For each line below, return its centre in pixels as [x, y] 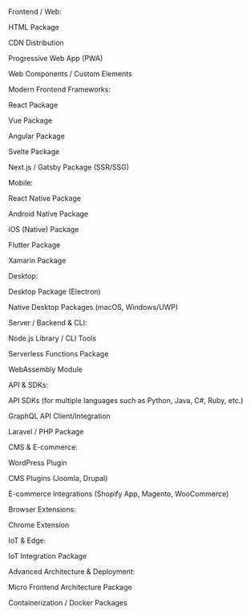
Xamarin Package [37, 261]
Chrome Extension [39, 525]
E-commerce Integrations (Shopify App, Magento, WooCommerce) [119, 494]
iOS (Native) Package [44, 229]
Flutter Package [34, 245]
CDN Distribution [36, 43]
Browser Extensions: [42, 509]
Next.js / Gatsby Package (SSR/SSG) [69, 167]
